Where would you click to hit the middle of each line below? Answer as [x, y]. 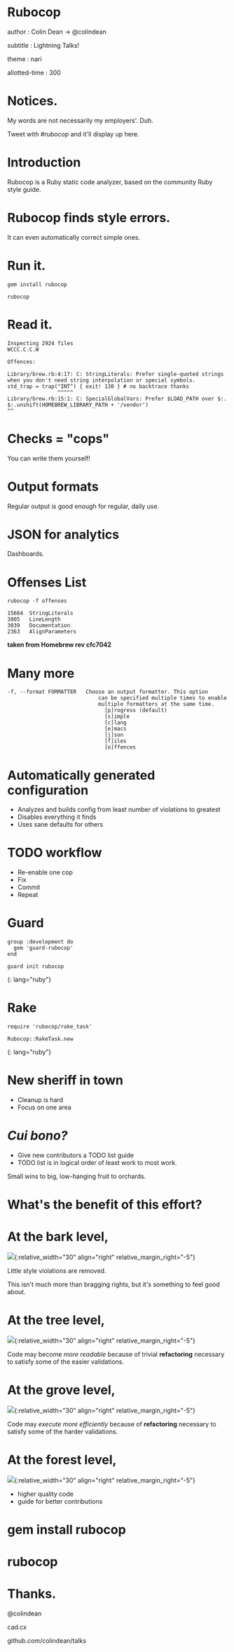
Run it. [27, 265]
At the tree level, [56, 1321]
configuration [48, 790]
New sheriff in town [66, 1080]
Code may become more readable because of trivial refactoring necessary [116, 1354]
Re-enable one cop [45, 872]
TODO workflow [55, 853]
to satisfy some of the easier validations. [66, 1362]
